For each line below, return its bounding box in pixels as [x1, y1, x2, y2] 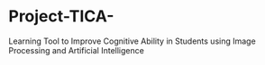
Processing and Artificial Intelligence [8, 45, 145, 55]
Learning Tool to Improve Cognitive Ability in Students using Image [8, 36, 256, 46]
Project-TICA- [8, 6, 114, 27]
